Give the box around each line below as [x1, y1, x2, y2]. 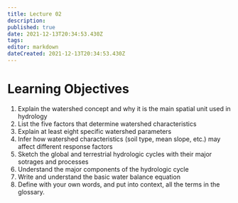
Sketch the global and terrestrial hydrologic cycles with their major [17, 150, 212, 158]
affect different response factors [17, 142, 113, 150]
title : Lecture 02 [7, 10, 62, 18]
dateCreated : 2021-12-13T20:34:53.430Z [7, 51, 126, 58]
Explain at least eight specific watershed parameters [17, 127, 172, 135]
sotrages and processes [17, 157, 89, 166]
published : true [7, 24, 55, 31]
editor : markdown [7, 43, 59, 51]
